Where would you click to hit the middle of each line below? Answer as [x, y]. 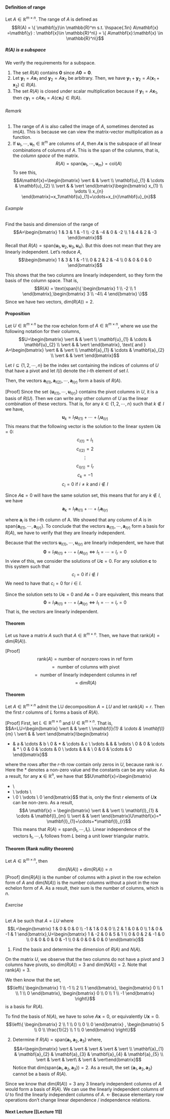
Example [14, 208]
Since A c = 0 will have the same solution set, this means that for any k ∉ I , [83, 495]
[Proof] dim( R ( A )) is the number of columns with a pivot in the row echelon [83, 877]
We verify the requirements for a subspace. [51, 63]
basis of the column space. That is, [42, 281]
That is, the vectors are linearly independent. [52, 612]
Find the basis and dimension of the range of [52, 224]
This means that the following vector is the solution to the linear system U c [83, 426]
